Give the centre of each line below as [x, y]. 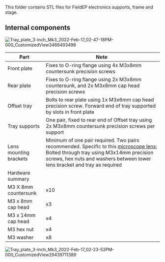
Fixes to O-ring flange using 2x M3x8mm [94, 79]
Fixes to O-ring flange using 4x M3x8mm [94, 65]
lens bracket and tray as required [84, 165]
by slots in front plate [70, 112]
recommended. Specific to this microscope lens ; [102, 146]
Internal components [38, 28]
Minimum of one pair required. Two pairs [93, 140]
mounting [18, 152]
